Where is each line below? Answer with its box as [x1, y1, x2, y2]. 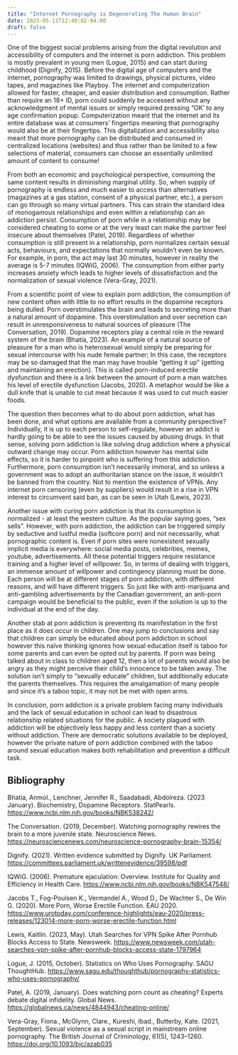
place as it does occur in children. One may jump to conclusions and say [7, 626, 220, 635]
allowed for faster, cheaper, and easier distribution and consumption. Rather [7, 88, 230, 97]
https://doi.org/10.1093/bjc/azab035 [7, 1040, 112, 1049]
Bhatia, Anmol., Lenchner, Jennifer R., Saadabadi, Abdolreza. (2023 [7, 793, 205, 802]
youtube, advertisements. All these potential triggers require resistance [7, 552, 215, 561]
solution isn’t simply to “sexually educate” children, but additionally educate [7, 672, 229, 681]
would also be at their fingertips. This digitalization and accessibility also [7, 126, 220, 135]
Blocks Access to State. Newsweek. [7, 938, 112, 947]
